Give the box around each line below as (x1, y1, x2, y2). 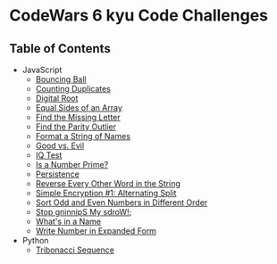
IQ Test (35, 150, 63, 161)
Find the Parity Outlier (35, 121, 117, 132)
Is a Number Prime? (35, 160, 109, 169)
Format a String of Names (35, 131, 131, 141)
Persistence (35, 169, 80, 179)
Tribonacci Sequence (35, 244, 114, 255)
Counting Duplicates (35, 84, 112, 94)
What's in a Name (35, 216, 101, 227)
